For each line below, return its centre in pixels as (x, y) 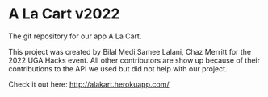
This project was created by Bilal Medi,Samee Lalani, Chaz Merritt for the (130, 51)
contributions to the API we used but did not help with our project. (118, 68)
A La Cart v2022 (64, 14)
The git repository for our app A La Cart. (75, 36)
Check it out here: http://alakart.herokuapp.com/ (89, 84)
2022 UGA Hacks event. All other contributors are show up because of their (134, 60)
